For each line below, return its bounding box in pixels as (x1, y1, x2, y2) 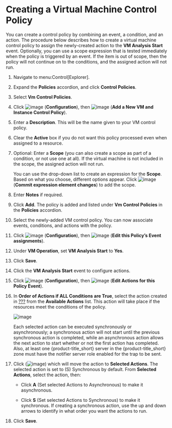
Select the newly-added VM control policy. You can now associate (13, 217, 153, 223)
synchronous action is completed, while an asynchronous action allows (13, 334, 164, 340)
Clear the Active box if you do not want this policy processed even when (13, 134, 167, 140)
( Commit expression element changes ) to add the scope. (13, 181, 136, 188)
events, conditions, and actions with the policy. (13, 222, 112, 229)
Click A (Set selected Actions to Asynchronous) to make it (20, 381, 143, 388)
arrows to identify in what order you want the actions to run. (20, 407, 147, 414)
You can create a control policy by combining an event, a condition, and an (6, 31, 163, 37)
